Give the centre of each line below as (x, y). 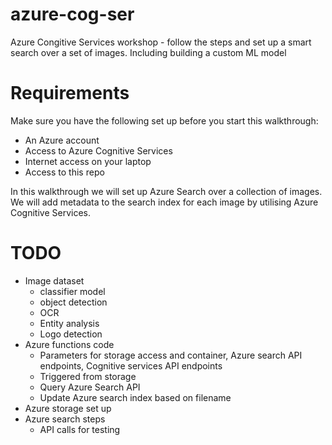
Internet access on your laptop (88, 161)
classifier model (72, 291)
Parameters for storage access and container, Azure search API (171, 355)
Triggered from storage (88, 376)
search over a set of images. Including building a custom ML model (148, 52)
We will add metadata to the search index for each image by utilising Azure (164, 202)
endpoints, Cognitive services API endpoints (131, 365)
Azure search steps (65, 419)
